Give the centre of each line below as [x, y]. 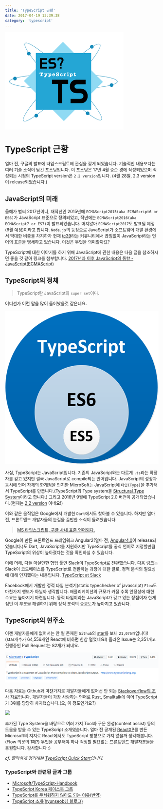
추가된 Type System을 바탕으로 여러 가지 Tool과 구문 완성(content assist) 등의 [80, 724]
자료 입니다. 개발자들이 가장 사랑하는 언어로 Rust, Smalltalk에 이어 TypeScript [84, 697]
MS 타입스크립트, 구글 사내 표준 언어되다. [56, 530]
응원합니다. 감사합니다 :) [28, 748]
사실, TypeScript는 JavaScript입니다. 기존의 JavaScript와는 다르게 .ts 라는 [77, 473]
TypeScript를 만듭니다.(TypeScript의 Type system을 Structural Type [77, 491]
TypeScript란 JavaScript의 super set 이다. [58, 293]
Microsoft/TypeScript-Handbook [45, 783]
